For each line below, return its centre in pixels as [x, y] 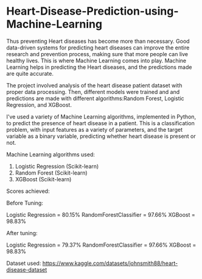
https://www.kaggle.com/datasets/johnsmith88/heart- [110, 263]
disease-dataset [27, 269]
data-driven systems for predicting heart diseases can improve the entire [98, 48]
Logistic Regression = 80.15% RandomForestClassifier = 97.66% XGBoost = [101, 214]
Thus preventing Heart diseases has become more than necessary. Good [98, 41]
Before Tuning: [25, 203]
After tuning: [22, 233]
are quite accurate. [30, 73]
